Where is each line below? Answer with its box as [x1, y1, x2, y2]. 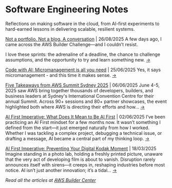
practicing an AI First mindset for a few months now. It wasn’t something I [5, 119, 161, 125]
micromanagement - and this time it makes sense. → [5, 72, 117, 78]
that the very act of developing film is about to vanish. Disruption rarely [5, 156, 156, 162]
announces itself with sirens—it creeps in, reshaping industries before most [5, 161, 165, 168]
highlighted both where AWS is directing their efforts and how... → [5, 103, 145, 110]
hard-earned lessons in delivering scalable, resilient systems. [5, 26, 135, 32]
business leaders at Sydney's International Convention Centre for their [5, 93, 154, 99]
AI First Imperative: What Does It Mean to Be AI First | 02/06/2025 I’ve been [5, 114, 166, 120]
